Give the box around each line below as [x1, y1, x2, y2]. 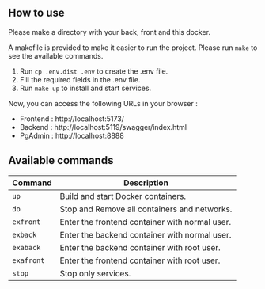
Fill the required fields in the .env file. [19, 74, 141, 84]
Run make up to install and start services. [19, 83, 152, 93]
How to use [8, 6, 65, 20]
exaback [12, 243, 41, 252]
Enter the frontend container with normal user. [59, 216, 232, 227]
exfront [12, 217, 41, 226]
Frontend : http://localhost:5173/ [19, 114, 125, 124]
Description [123, 177, 168, 188]
